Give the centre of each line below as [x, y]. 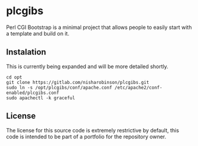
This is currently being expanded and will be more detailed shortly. [87, 66]
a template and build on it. [38, 33]
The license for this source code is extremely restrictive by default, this [92, 130]
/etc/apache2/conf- [138, 87]
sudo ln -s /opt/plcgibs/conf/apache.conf [59, 87]
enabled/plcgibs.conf [33, 93]
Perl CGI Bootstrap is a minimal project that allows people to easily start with [99, 27]
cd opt [14, 77]
